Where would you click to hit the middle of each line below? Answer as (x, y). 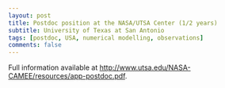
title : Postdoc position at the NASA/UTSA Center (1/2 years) (113, 23)
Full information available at (53, 67)
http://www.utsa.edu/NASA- (145, 67)
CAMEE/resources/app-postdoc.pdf (67, 76)
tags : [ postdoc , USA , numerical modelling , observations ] (106, 38)
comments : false (35, 45)
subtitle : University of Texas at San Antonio (86, 30)
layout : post (30, 15)
